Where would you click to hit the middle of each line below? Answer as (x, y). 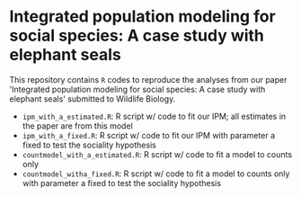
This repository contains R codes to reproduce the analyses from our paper (148, 79)
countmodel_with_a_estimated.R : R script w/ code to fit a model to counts (157, 154)
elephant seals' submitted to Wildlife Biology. (93, 98)
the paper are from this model (77, 125)
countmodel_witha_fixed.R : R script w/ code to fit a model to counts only (156, 174)
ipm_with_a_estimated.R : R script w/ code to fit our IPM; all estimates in (154, 116)
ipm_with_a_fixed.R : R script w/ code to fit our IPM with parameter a (149, 135)
